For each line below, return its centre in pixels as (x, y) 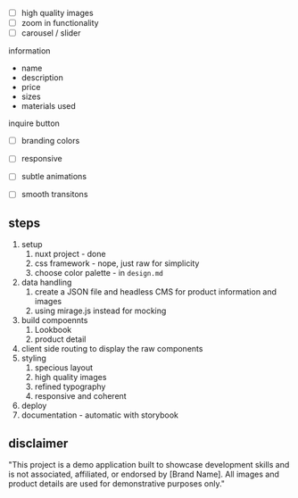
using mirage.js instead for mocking (100, 311)
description (42, 78)
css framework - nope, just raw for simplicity (117, 263)
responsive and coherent (80, 396)
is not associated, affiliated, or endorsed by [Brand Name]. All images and (144, 474)
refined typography (70, 386)
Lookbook (53, 330)
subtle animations (54, 177)
